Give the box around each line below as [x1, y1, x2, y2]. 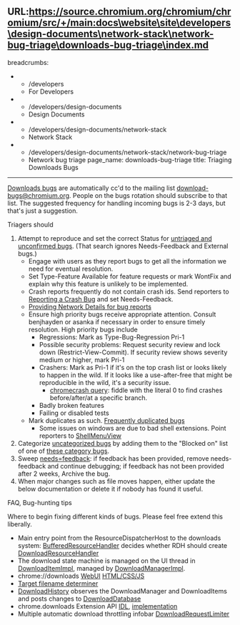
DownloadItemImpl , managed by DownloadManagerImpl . [17, 564, 186, 572]
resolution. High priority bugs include [28, 325, 138, 334]
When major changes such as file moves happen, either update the [17, 476, 216, 485]
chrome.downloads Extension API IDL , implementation [17, 601, 178, 610]
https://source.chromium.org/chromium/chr [29, 6, 231, 18]
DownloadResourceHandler [17, 549, 99, 557]
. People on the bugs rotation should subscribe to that [69, 191, 228, 199]
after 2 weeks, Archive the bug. [17, 469, 111, 478]
